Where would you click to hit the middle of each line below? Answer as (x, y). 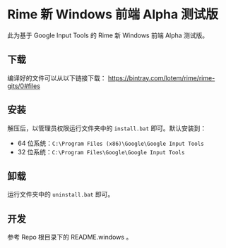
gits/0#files (24, 86)
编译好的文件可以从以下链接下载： (57, 77)
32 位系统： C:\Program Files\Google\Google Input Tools (101, 151)
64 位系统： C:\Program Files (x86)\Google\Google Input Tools (111, 143)
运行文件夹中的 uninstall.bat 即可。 (61, 194)
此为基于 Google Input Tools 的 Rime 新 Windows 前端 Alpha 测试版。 (108, 35)
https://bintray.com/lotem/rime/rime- (161, 77)
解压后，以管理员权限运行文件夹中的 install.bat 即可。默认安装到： (107, 128)
